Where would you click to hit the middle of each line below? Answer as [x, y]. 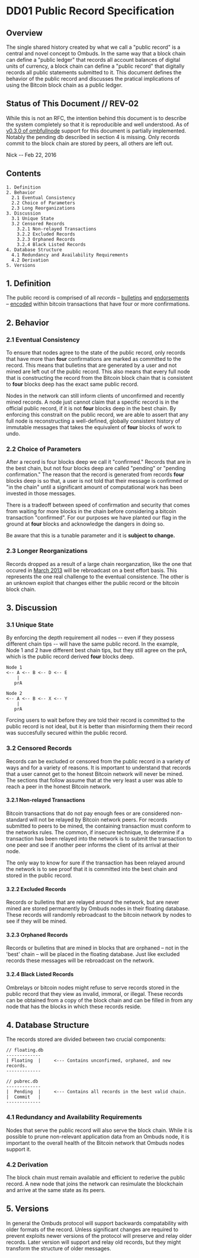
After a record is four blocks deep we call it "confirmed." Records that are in [99, 462]
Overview [25, 33]
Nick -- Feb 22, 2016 [31, 155]
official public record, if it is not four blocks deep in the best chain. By [91, 408]
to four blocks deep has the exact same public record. [73, 384]
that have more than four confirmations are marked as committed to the [94, 359]
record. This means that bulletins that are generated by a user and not [92, 365]
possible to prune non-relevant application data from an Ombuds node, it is [98, 1136]
